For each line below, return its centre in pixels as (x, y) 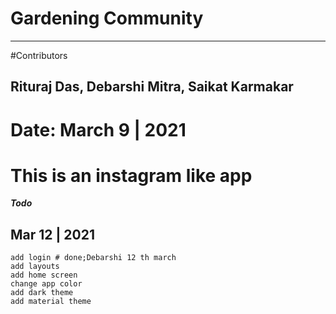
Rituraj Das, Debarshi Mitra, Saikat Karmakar (152, 87)
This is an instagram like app (131, 175)
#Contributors (39, 55)
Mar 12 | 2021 (52, 234)
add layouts (35, 267)
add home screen (44, 275)
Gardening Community (107, 18)
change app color (46, 284)
